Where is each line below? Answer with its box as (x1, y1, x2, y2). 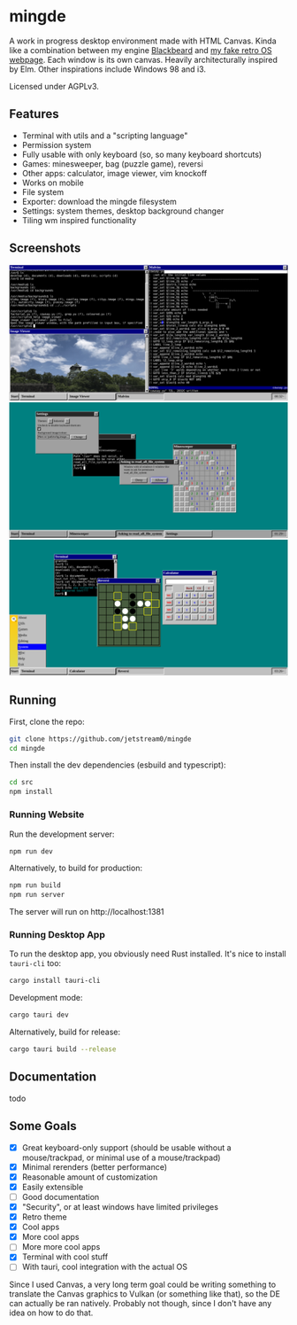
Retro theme (21, 1212, 68, 1222)
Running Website (9, 808, 85, 821)
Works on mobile (21, 177, 84, 188)
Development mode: (9, 993, 83, 1003)
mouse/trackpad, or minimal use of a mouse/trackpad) (21, 1152, 221, 1163)
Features (9, 106, 59, 121)
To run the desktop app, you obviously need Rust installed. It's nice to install (9, 948, 286, 959)
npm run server (9, 891, 65, 900)
